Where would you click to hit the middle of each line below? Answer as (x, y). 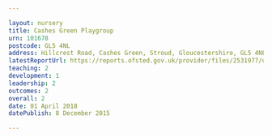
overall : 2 (27, 98)
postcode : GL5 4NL (39, 45)
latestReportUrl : (38, 61)
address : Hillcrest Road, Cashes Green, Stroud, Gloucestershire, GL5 (130, 54)
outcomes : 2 (28, 91)
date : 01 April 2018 (43, 106)
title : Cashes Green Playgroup (61, 30)
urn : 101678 (28, 38)
